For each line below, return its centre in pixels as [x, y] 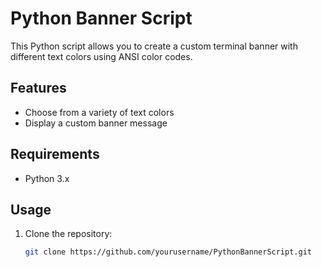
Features [38, 88]
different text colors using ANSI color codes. [101, 56]
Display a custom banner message [96, 123]
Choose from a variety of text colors [99, 112]
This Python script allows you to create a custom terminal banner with [154, 46]
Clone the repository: [68, 234]
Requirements [55, 154]
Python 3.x [47, 178]
